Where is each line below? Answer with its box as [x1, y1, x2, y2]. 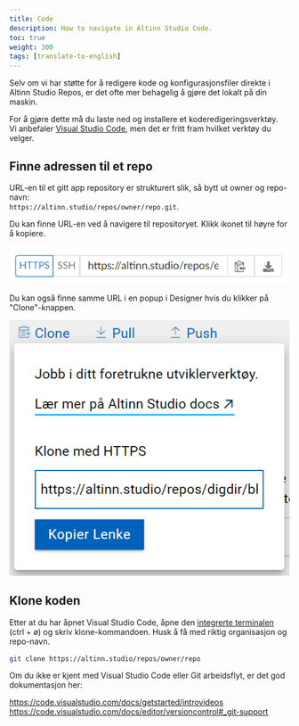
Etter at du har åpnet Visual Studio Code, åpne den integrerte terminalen [9, 616, 274, 628]
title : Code [9, 14, 53, 23]
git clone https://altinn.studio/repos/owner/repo [9, 654, 201, 664]
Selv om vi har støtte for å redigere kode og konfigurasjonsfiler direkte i [9, 78, 271, 88]
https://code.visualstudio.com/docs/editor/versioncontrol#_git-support [9, 706, 269, 717]
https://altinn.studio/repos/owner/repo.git [9, 202, 177, 211]
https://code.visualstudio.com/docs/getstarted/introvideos [9, 697, 224, 708]
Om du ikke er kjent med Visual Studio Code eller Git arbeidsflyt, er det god [9, 670, 286, 681]
